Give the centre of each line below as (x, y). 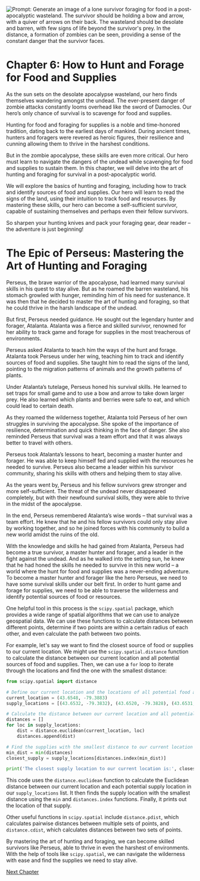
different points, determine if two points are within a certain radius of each (97, 627)
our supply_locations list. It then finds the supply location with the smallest (98, 793)
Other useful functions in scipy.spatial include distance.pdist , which (93, 817)
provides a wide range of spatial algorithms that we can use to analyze (93, 614)
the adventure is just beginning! (45, 229)
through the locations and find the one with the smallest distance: (87, 670)
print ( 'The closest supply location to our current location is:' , (92, 769)
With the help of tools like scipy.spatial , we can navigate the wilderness (96, 854)
